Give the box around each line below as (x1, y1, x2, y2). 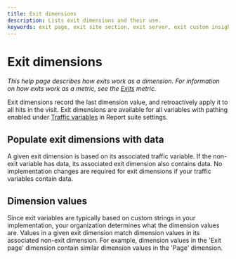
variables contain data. (7, 175, 74, 183)
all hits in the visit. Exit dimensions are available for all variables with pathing (7, 106, 228, 114)
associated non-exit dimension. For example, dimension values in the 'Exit (7, 236, 221, 244)
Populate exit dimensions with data (7, 133, 164, 145)
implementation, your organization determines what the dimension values (7, 221, 220, 229)
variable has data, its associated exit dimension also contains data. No (19, 160, 223, 168)
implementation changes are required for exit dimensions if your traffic (7, 167, 212, 176)
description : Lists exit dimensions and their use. (7, 17, 162, 24)
